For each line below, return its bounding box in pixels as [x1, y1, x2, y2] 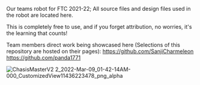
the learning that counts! [6, 30, 68, 37]
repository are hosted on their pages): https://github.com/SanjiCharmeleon [6, 48, 194, 55]
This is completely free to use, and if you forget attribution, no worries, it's [6, 24, 193, 30]
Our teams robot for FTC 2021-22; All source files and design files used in [6, 5, 191, 12]
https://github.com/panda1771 [6, 54, 81, 61]
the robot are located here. [6, 11, 74, 19]
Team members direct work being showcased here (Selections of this [6, 42, 181, 48]
